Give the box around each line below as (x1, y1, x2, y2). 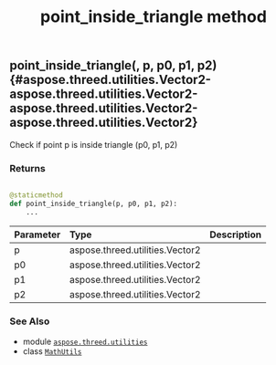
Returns (9, 162, 46, 174)
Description (209, 228, 262, 241)
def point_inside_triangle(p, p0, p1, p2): (9, 199, 178, 208)
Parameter (14, 228, 61, 241)
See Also (9, 315, 50, 328)
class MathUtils (22, 345, 82, 357)
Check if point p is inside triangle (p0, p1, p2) (9, 139, 178, 150)
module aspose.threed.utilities (22, 336, 148, 347)
